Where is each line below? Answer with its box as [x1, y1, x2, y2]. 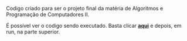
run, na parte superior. [6, 28, 60, 35]
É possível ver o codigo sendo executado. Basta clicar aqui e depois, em [6, 23, 182, 29]
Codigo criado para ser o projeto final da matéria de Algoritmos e [6, 5, 164, 12]
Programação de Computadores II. [6, 11, 90, 18]
